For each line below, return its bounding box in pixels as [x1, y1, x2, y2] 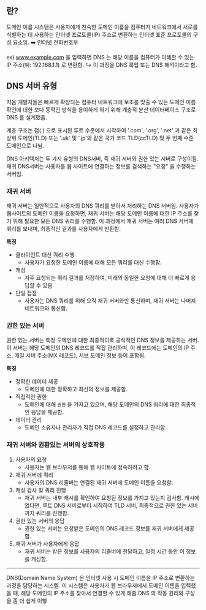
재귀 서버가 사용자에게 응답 [15, 540, 80, 547]
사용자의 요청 [15, 456, 47, 463]
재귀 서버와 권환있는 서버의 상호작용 [6, 440, 105, 449]
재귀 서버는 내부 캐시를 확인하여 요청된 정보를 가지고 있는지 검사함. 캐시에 [24, 494, 200, 501]
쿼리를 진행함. [36, 509, 69, 516]
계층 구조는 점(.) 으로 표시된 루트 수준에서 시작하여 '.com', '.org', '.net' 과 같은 [6, 126, 191, 134]
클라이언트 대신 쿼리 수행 [15, 250, 75, 258]
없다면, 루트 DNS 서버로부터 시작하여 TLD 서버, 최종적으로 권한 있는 [24, 502, 187, 509]
